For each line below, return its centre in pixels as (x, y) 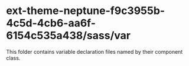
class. (13, 58)
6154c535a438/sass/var (69, 36)
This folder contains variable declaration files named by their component (94, 51)
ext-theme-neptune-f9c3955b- (86, 11)
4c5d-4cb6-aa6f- (51, 23)
